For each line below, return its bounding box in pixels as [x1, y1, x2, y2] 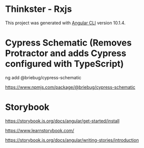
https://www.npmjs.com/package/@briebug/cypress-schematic [5, 84, 136, 90]
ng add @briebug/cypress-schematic [5, 74, 82, 80]
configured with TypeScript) [5, 58, 124, 70]
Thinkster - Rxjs [5, 3, 72, 15]
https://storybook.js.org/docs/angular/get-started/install [5, 118, 120, 124]
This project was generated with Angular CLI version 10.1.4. [5, 20, 126, 26]
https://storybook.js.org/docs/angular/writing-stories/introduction [5, 137, 139, 143]
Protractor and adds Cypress [5, 48, 127, 59]
